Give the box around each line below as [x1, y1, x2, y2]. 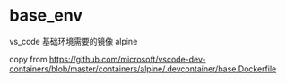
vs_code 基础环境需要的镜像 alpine [9, 36, 138, 46]
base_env [9, 5, 83, 26]
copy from [9, 54, 48, 64]
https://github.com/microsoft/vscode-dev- [48, 54, 206, 64]
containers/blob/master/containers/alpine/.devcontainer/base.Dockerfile [9, 63, 277, 74]
